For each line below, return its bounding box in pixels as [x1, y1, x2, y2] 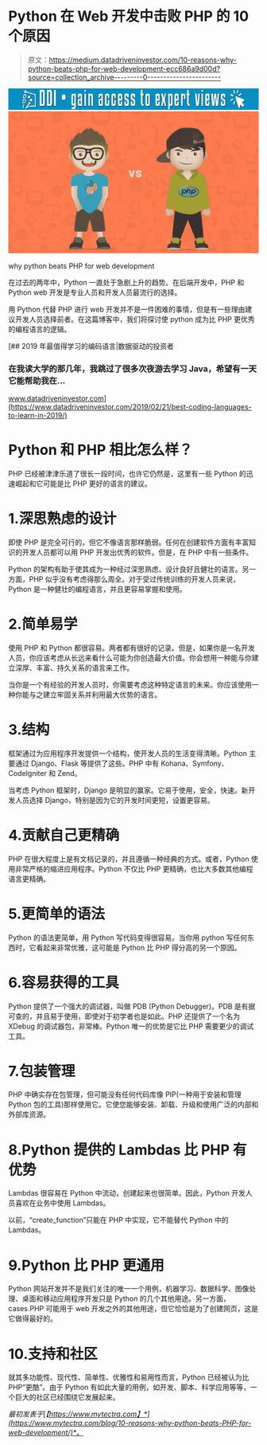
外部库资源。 [8, 1110, 50, 1119]
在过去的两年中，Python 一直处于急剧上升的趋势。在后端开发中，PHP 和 [8, 277, 245, 287]
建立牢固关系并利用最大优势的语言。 [42, 690, 161, 699]
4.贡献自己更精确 [8, 826, 120, 844]
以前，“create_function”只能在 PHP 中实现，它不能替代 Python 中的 [8, 1216, 229, 1225]
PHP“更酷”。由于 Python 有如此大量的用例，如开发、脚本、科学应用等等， [8, 1383, 251, 1392]
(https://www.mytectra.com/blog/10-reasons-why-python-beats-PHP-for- [8, 1419, 252, 1428]
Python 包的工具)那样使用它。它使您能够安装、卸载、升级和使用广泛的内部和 [8, 1100, 259, 1110]
